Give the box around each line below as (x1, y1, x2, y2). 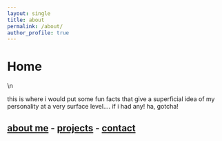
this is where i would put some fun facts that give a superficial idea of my (7, 95, 215, 103)
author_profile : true (7, 29, 70, 36)
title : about (7, 17, 45, 23)
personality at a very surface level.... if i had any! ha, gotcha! (7, 102, 179, 111)
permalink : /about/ (7, 23, 63, 30)
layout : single (7, 10, 51, 17)
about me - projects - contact (7, 122, 136, 134)
